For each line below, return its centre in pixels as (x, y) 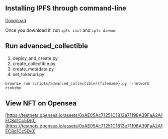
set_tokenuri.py (28, 74)
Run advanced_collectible (47, 46)
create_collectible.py (34, 63)
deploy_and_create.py (35, 58)
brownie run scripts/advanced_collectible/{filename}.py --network (77, 83)
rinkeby (13, 88)
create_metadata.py (33, 69)
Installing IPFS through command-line (66, 8)
